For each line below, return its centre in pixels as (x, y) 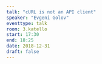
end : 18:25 (20, 40)
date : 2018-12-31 (28, 46)
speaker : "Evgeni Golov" (38, 18)
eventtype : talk (27, 23)
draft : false (23, 52)
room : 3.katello (27, 29)
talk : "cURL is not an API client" (51, 12)
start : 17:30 (23, 35)
